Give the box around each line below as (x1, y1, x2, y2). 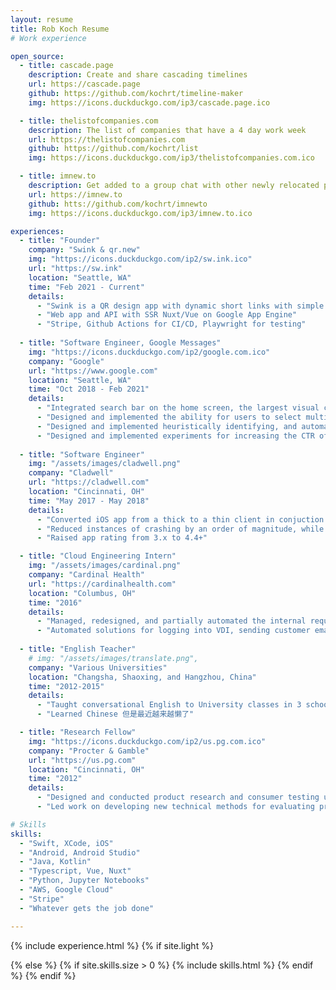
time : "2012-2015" (28, 681, 105, 691)
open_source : (10, 51, 65, 61)
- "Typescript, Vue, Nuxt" (19, 866, 132, 876)
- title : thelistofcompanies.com (19, 116, 159, 126)
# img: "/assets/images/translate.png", (28, 653, 199, 663)
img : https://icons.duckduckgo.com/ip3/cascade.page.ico (28, 97, 271, 108)
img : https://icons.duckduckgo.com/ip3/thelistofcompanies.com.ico (28, 153, 315, 163)
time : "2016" (28, 597, 83, 608)
